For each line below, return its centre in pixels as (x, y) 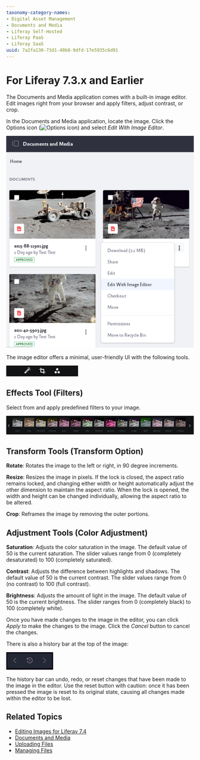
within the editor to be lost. (39, 698)
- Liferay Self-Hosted (34, 32)
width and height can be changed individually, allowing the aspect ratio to (96, 496)
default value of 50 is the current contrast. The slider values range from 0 (96, 577)
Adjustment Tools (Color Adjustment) (77, 533)
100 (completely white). (35, 608)
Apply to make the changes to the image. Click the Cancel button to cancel (98, 626)
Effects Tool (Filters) (45, 393)
